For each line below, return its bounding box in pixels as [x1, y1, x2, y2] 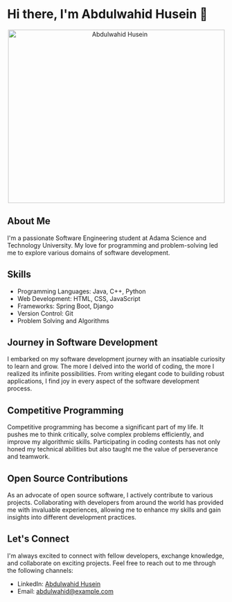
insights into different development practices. [7, 513, 137, 521]
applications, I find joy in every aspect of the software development [7, 377, 199, 386]
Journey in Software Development [7, 336, 158, 348]
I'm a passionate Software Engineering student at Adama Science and [7, 234, 206, 242]
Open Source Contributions [7, 472, 128, 484]
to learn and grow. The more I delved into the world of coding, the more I [7, 362, 215, 370]
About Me [7, 215, 51, 227]
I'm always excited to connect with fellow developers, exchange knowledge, [7, 551, 224, 560]
